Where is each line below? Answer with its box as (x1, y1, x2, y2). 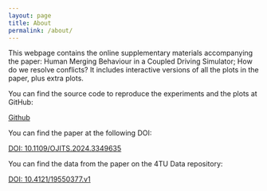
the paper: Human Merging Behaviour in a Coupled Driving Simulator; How (8, 57, 253, 66)
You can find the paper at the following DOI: (8, 128, 152, 138)
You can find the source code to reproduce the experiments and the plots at (8, 89, 257, 99)
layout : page (8, 11, 52, 20)
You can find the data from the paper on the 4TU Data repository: (8, 159, 223, 169)
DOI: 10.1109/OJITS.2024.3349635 (8, 144, 122, 154)
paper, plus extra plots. (8, 73, 84, 84)
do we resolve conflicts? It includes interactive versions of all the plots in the (8, 65, 259, 75)
